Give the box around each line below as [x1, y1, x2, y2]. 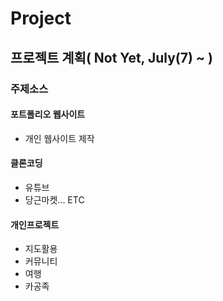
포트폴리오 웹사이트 [10, 108, 86, 121]
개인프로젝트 [10, 218, 60, 231]
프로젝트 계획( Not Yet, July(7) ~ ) [10, 49, 213, 66]
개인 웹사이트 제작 [24, 132, 95, 144]
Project [10, 7, 72, 30]
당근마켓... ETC [24, 193, 85, 206]
